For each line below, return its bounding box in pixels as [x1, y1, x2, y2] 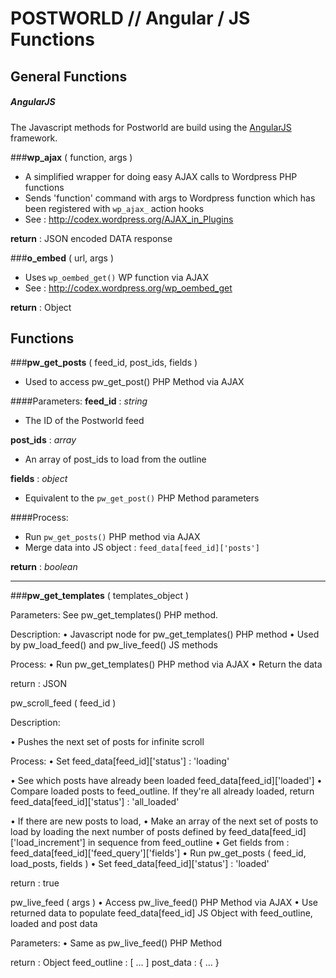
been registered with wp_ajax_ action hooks [24, 202, 205, 214]
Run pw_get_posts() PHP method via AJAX [24, 531, 201, 543]
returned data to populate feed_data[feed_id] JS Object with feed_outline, [10, 907, 313, 919]
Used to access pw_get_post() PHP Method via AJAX [24, 376, 245, 388]
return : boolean [10, 561, 78, 573]
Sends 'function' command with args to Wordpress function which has [24, 192, 316, 204]
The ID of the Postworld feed [24, 415, 145, 427]
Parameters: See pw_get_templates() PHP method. [10, 609, 219, 621]
